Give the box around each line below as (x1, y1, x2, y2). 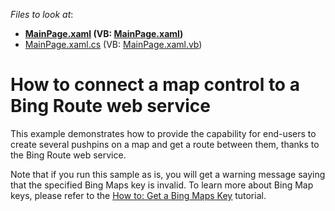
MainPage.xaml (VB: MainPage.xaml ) (24, 28, 184, 39)
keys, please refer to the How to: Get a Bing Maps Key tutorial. (10, 189, 267, 201)
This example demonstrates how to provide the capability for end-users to (10, 127, 317, 139)
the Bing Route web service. (10, 149, 127, 161)
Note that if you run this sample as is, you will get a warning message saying (10, 168, 326, 180)
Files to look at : (10, 9, 74, 20)
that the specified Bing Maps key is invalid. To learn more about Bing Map (10, 179, 314, 191)
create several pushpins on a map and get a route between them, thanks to (10, 138, 320, 150)
